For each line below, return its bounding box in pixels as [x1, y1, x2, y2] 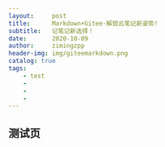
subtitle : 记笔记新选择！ [8, 27, 95, 35]
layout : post [8, 11, 67, 20]
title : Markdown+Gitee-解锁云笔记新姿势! [8, 19, 159, 27]
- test [23, 72, 45, 80]
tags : [8, 65, 27, 73]
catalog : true [8, 57, 57, 65]
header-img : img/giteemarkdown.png [8, 49, 129, 57]
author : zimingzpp [8, 42, 85, 50]
